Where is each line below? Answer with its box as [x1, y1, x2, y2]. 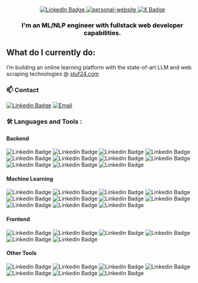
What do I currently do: [6, 47, 96, 58]
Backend [6, 135, 29, 142]
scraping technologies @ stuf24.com [6, 70, 99, 77]
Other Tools [6, 250, 37, 257]
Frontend [6, 215, 30, 223]
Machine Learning [6, 175, 54, 182]
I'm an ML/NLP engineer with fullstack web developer [21, 21, 183, 29]
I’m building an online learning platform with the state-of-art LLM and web [6, 63, 192, 71]
